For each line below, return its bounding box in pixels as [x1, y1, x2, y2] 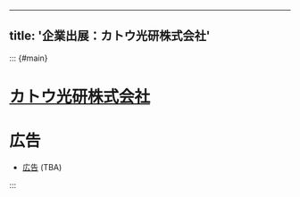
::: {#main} [9, 53, 48, 63]
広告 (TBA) [21, 161, 62, 172]
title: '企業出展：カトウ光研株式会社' [9, 29, 211, 44]
